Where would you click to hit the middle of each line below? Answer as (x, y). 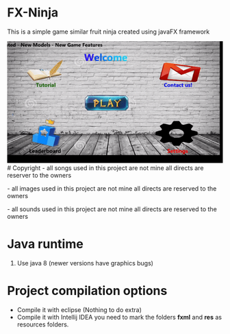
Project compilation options (87, 290)
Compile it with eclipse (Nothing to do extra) (79, 309)
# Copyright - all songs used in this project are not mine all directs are (105, 168)
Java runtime (45, 244)
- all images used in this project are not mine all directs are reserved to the (112, 188)
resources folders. (43, 324)
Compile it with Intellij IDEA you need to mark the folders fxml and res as (119, 317)
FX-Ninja (33, 13)
